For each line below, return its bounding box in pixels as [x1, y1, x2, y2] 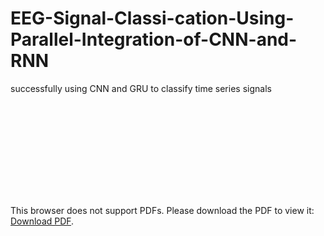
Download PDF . [10, 215, 75, 227]
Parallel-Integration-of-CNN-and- [10, 28, 298, 51]
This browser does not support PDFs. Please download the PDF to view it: [10, 204, 315, 216]
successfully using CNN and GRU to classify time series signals [10, 82, 272, 94]
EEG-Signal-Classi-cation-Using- [10, 7, 295, 30]
